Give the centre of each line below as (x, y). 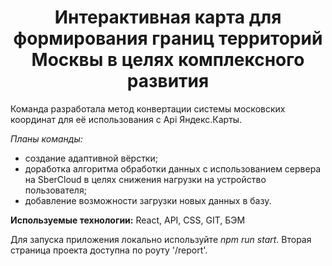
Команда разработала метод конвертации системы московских (148, 108)
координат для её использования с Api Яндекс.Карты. (126, 119)
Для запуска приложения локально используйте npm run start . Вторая (161, 239)
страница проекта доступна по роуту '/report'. (109, 250)
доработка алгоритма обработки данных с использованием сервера (173, 168)
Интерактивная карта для (168, 17)
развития (168, 81)
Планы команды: (46, 138)
